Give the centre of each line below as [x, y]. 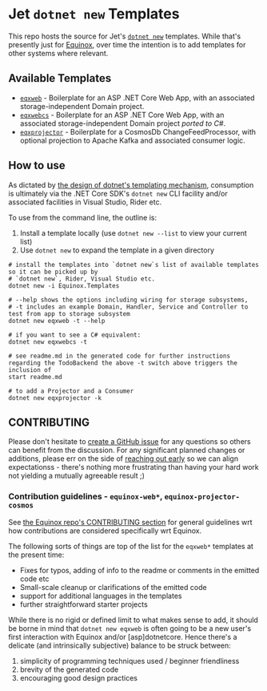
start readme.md [35, 377]
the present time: [36, 555]
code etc [34, 579]
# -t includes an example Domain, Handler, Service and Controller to [128, 307]
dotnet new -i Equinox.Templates [64, 285]
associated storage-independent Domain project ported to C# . [123, 123]
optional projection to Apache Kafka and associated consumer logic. [132, 140]
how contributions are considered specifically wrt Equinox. [105, 531]
